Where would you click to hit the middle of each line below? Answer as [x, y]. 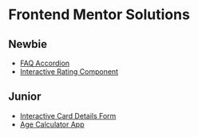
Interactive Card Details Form [68, 115]
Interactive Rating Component [69, 72]
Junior [25, 97]
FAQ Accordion [45, 63]
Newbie [28, 44]
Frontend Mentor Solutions [99, 15]
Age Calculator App [52, 124]
